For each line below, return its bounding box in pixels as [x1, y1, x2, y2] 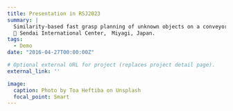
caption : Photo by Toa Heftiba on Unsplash [13, 87, 141, 94]
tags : [7, 36, 23, 43]
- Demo [13, 42, 33, 49]
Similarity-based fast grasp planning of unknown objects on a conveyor [13, 23, 228, 30]
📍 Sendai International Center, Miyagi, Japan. [13, 29, 156, 37]
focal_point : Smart [13, 93, 70, 101]
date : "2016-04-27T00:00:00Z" [7, 49, 95, 56]
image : [7, 80, 26, 87]
